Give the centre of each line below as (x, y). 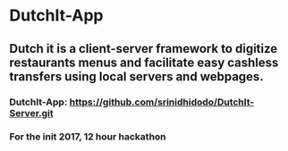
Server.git (31, 113)
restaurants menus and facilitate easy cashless (144, 62)
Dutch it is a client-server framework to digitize (144, 49)
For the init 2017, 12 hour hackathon (88, 137)
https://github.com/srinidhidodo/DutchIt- (162, 102)
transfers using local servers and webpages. (136, 76)
